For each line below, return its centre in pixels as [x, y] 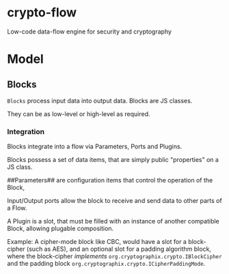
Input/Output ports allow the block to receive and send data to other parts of [114, 201]
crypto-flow [42, 13]
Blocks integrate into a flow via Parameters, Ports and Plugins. [95, 147]
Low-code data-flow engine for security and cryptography [90, 31]
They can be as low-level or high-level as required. [79, 113]
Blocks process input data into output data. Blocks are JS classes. [100, 100]
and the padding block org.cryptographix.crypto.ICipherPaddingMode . [106, 264]
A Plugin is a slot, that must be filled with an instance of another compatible [113, 221]
